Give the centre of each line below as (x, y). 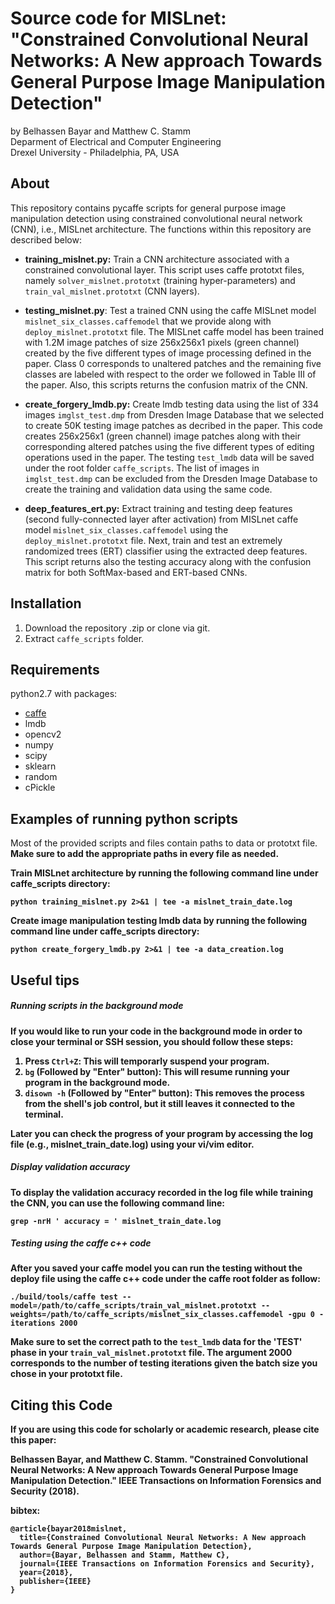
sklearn (40, 766)
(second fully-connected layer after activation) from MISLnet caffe (161, 519)
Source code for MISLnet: (118, 18)
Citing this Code (61, 1405)
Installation (46, 603)
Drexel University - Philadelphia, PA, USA (95, 152)
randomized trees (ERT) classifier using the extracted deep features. (166, 551)
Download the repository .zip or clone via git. (117, 628)
